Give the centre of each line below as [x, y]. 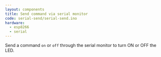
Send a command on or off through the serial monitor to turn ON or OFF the [81, 45]
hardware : [15, 23]
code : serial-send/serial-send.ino [41, 18]
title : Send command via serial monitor [47, 14]
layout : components [25, 9]
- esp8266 [19, 27]
